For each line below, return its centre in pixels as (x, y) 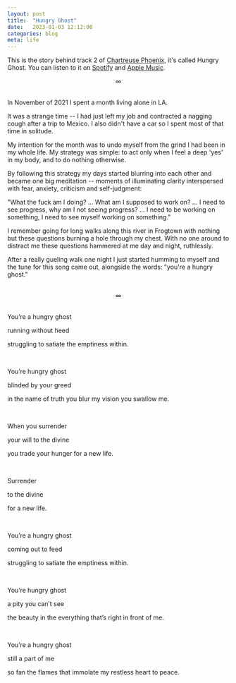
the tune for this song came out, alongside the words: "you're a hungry (110, 267)
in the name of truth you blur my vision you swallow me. (88, 399)
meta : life (23, 40)
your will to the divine (38, 440)
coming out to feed (35, 549)
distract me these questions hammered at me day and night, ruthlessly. (110, 246)
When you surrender (37, 426)
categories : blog (33, 34)
